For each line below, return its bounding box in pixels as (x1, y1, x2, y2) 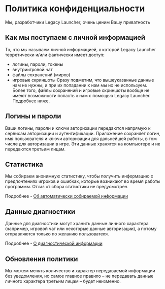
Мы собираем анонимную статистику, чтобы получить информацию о (5, 173, 154, 179)
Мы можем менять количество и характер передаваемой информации (5, 268, 155, 273)
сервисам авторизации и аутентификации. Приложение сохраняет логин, (5, 130, 161, 136)
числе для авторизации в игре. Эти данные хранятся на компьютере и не (5, 141, 161, 146)
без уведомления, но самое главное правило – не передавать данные (5, 273, 154, 279)
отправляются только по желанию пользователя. (5, 231, 109, 237)
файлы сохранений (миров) (12, 72, 70, 78)
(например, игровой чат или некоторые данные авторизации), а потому (5, 226, 157, 231)
